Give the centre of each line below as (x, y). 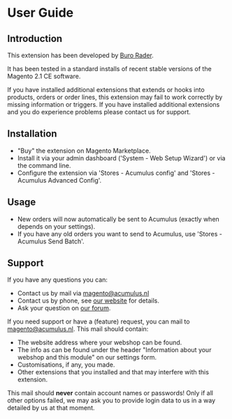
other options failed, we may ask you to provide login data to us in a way (111, 401)
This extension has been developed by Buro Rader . (80, 55)
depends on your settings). (56, 226)
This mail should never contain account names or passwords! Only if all (110, 393)
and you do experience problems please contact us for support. (99, 112)
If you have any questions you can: (58, 280)
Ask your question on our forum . (64, 308)
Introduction (35, 39)
